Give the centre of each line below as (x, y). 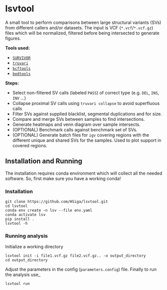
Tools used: (17, 48)
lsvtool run (17, 284)
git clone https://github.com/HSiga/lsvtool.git (57, 202)
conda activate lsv (25, 215)
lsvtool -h (16, 224)
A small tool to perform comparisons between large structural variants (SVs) (83, 22)
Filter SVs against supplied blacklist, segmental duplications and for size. (87, 114)
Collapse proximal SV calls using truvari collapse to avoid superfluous (86, 103)
